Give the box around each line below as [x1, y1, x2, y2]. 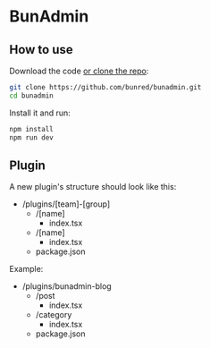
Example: [9, 264, 44, 275]
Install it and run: [9, 107, 71, 118]
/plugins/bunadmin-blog [21, 281, 112, 292]
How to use [9, 42, 73, 57]
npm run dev [9, 132, 54, 142]
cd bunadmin [9, 91, 54, 100]
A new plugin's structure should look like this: [9, 182, 177, 192]
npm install [9, 124, 54, 133]
